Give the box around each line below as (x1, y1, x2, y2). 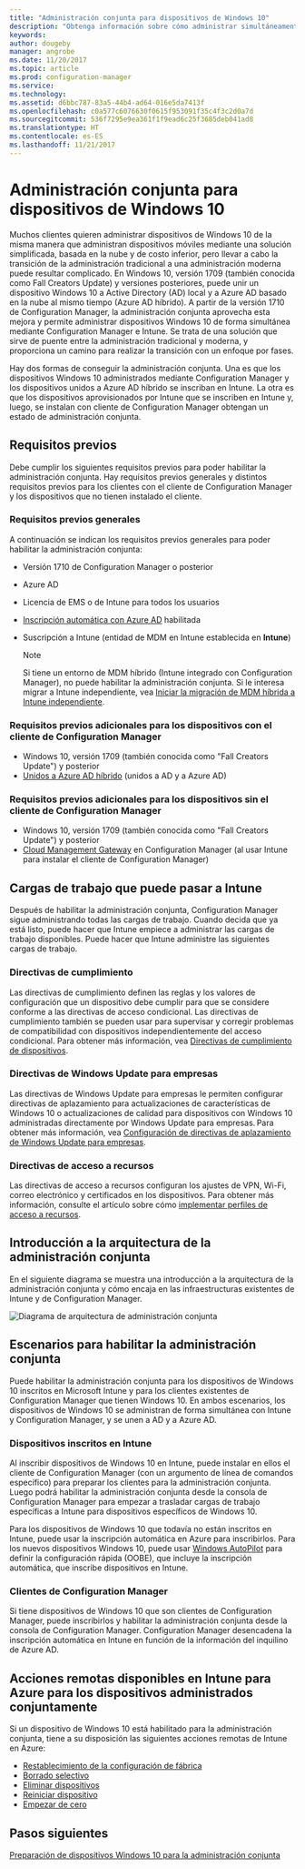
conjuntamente (9, 1699, 98, 1714)
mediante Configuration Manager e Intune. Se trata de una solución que (9, 325, 278, 337)
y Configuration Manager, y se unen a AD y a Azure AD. (9, 1414, 217, 1425)
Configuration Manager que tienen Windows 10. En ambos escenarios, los (9, 1395, 286, 1406)
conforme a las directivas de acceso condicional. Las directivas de (9, 1006, 259, 1017)
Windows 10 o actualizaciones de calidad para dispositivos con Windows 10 (9, 1107, 293, 1118)
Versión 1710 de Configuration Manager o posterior (22, 561, 213, 572)
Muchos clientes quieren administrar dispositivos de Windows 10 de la (9, 229, 272, 239)
